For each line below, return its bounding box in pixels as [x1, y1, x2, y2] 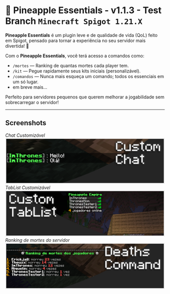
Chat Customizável [5, 132, 46, 138]
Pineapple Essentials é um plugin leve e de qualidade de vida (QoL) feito [5, 32, 158, 38]
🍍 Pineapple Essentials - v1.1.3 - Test [5, 5, 162, 16]
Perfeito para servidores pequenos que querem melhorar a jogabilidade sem [5, 94, 164, 100]
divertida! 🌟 [5, 43, 29, 49]
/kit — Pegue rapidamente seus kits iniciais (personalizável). [12, 68, 141, 74]
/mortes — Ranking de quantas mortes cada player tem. [12, 62, 129, 68]
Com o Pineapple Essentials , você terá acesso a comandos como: [5, 53, 145, 59]
